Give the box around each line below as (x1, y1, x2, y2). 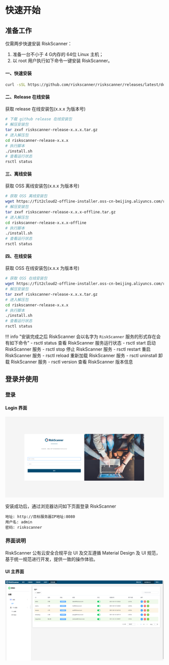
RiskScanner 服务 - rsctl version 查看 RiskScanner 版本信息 (11, 359, 133, 365)
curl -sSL (5, 82, 26, 87)
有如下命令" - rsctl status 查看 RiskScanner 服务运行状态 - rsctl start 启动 (5, 340, 156, 346)
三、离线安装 (5, 171, 32, 177)
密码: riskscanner (5, 525, 42, 530)
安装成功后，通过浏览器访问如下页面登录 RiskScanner (5, 503, 117, 509)
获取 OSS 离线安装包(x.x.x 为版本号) (5, 183, 79, 189)
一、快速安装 (5, 70, 32, 76)
